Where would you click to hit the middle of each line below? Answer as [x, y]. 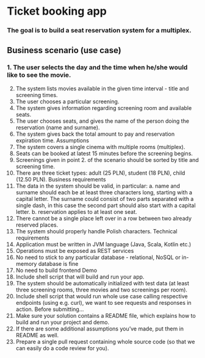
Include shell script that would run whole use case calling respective [102, 296]
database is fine [58, 263]
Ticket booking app [57, 11]
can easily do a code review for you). [62, 348]
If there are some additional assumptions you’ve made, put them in [100, 329]
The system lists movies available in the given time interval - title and [102, 88]
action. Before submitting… [50, 309]
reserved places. [37, 225]
